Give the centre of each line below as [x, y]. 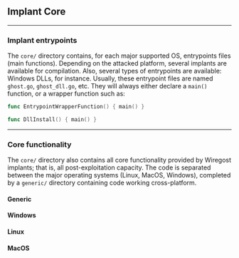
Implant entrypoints [42, 40]
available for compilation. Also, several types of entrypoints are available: [115, 71]
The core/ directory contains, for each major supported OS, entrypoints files [119, 56]
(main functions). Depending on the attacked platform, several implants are [117, 63]
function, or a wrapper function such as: [67, 94]
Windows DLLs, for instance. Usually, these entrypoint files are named [110, 78]
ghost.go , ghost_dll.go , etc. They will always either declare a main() [107, 86]
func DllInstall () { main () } [52, 119]
